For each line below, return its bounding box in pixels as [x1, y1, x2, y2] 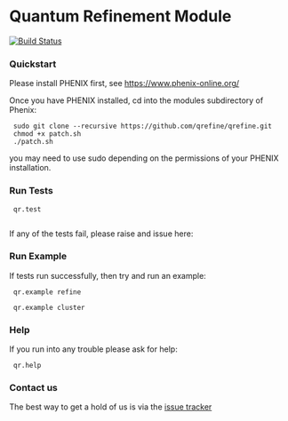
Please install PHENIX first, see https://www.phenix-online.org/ [9, 78, 240, 89]
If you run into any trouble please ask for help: [9, 344, 178, 354]
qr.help [12, 361, 42, 370]
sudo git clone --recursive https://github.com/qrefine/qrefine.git [12, 122, 273, 131]
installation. [9, 163, 52, 173]
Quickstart [9, 58, 57, 70]
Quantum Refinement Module [9, 6, 232, 27]
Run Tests [9, 185, 53, 197]
